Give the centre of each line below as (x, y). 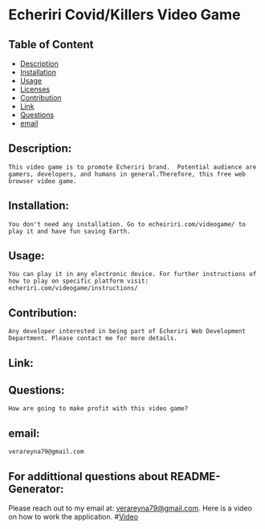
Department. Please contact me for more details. (93, 339)
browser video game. (43, 181)
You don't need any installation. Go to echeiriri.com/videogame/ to (127, 224)
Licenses (35, 89)
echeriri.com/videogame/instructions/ (73, 288)
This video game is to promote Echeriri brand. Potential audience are (132, 167)
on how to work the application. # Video (73, 517)
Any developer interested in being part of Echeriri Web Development (127, 332)
